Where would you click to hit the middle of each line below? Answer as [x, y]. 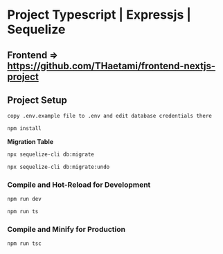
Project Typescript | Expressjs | [99, 15]
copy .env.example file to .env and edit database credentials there [110, 116]
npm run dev [24, 199]
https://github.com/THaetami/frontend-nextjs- [111, 66]
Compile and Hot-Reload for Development [79, 185]
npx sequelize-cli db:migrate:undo [59, 167]
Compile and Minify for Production [66, 229]
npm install [24, 129]
